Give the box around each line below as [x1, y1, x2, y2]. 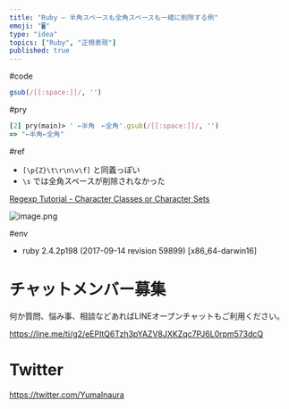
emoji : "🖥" [9, 21, 51, 30]
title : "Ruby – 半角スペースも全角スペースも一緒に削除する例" [9, 13, 219, 22]
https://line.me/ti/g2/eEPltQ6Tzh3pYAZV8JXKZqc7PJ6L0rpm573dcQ [9, 328, 264, 339]
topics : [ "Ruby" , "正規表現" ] [9, 38, 116, 47]
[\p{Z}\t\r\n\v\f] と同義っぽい [21, 164, 140, 175]
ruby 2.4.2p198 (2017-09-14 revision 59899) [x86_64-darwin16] [21, 245, 258, 255]
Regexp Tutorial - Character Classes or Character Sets [9, 193, 210, 204]
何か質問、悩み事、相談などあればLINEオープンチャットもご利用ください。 [9, 310, 285, 321]
